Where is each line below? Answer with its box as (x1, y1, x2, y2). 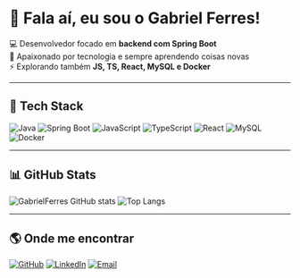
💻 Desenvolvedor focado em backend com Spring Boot (9, 38, 217, 48)
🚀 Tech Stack (9, 98, 84, 114)
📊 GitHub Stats (9, 167, 96, 182)
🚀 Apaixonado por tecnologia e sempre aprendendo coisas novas (9, 51, 250, 62)
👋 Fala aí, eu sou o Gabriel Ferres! (9, 8, 261, 29)
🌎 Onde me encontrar (9, 231, 135, 246)
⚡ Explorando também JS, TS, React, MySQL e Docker (9, 61, 212, 72)
